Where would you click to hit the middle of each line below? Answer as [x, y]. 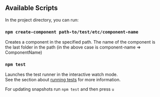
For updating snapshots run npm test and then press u [59, 89]
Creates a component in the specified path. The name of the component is [80, 42]
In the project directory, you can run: [42, 20]
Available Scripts [31, 8]
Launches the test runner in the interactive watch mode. [62, 74]
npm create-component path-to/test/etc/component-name [72, 32]
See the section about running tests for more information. [63, 80]
